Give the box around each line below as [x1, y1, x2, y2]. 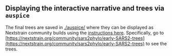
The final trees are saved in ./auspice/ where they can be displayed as [5, 24, 154, 30]
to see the [145, 40, 167, 46]
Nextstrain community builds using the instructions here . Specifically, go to [5, 30, 164, 36]
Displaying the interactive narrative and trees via [5, 4, 164, 13]
